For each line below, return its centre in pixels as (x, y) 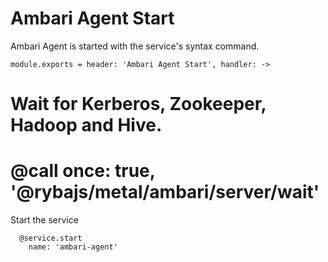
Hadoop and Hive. (86, 125)
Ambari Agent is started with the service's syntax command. (135, 46)
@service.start (51, 238)
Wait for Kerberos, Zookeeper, (138, 104)
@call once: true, (83, 171)
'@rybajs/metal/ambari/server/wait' (165, 192)
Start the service (44, 220)
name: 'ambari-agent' (73, 247)
